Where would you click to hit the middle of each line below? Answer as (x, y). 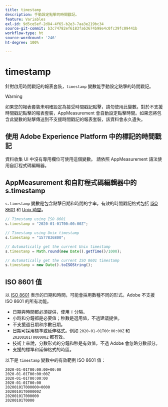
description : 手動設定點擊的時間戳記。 (42, 15)
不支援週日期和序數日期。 (39, 325)
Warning (14, 96)
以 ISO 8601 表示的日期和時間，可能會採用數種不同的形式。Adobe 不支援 (80, 295)
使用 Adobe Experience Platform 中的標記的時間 (80, 137)
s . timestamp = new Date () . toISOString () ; (49, 265)
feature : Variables (25, 19)
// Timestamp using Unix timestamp (42, 233)
